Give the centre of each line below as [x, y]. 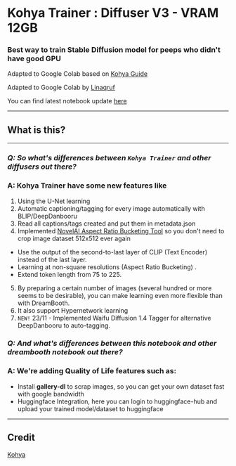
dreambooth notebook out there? [65, 352]
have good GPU [34, 59]
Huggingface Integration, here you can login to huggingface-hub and [117, 401]
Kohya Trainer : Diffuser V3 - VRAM [113, 13]
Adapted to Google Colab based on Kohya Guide [78, 74]
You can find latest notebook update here [67, 101]
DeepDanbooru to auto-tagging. [64, 325]
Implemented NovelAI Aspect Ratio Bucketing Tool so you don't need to [121, 231]
